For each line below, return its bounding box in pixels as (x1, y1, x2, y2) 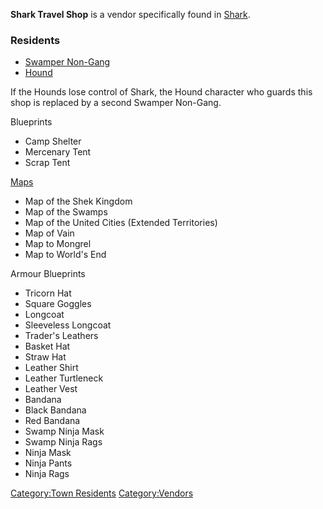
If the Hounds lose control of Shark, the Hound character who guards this (10, 86, 313, 98)
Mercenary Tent (24, 146, 92, 158)
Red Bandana (24, 415, 81, 427)
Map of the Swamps (24, 206, 108, 218)
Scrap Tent (24, 157, 71, 169)
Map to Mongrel (24, 238, 92, 250)
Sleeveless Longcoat (24, 319, 112, 331)
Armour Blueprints (10, 268, 86, 280)
